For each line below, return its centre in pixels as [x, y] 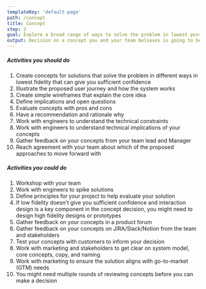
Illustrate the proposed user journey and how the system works [95, 88]
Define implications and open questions [66, 101]
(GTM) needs [32, 268]
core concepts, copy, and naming [58, 254]
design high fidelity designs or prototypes [68, 216]
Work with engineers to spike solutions [64, 189]
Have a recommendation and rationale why [70, 114]
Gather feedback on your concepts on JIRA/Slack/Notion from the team [106, 228]
